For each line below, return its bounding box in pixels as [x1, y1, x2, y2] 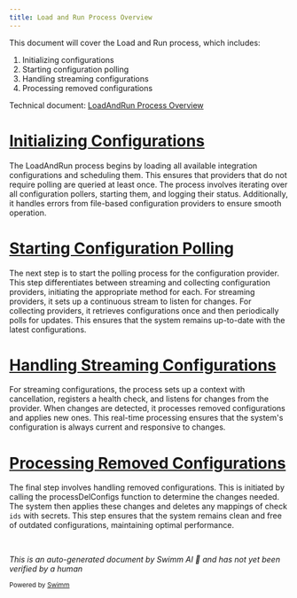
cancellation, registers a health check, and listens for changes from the [9, 393, 269, 404]
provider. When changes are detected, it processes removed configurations [9, 403, 285, 414]
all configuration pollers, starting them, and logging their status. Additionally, [9, 188, 288, 199]
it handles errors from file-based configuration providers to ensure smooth [9, 198, 282, 208]
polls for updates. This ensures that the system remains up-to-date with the [9, 315, 285, 325]
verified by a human [9, 563, 83, 574]
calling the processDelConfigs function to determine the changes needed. [9, 492, 280, 502]
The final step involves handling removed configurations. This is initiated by [9, 482, 285, 493]
